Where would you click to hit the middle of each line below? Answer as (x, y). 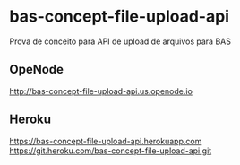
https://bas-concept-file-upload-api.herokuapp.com (106, 141)
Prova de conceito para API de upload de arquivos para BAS (120, 41)
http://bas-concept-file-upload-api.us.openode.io (101, 91)
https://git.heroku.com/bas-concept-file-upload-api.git (111, 151)
